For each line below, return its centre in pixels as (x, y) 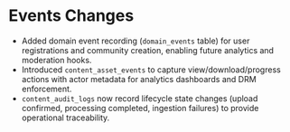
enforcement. (47, 89)
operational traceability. (65, 118)
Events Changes (71, 16)
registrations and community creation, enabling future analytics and (148, 50)
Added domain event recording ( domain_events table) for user (136, 41)
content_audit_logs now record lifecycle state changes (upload (140, 98)
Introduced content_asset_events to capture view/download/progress (151, 70)
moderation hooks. (56, 60)
